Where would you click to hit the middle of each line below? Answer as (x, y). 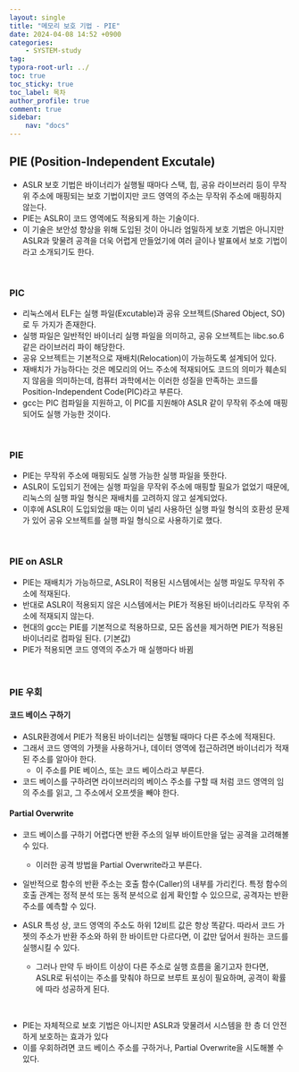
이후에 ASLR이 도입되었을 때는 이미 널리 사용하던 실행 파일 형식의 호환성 (148, 509)
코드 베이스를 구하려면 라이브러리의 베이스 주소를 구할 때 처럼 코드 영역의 (148, 781)
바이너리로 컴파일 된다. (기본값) (76, 638)
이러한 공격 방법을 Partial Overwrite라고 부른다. (119, 865)
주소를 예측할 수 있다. (59, 906)
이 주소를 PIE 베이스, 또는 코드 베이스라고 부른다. (120, 770)
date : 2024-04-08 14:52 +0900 (66, 34)
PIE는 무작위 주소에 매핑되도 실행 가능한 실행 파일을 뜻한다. (125, 476)
